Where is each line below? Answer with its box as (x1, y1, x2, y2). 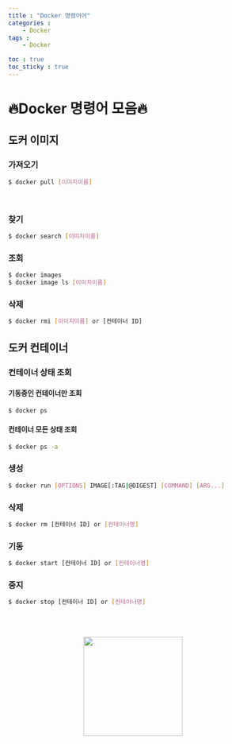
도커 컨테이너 (8, 341, 69, 355)
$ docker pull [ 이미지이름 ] (8, 178, 93, 186)
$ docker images (8, 271, 62, 279)
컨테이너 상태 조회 (8, 367, 73, 378)
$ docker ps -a (8, 443, 59, 451)
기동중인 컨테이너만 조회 (8, 388, 82, 397)
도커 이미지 (8, 134, 59, 147)
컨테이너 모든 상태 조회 (8, 424, 78, 434)
